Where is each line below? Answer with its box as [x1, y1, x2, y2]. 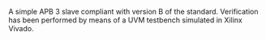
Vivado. [8, 24, 34, 33]
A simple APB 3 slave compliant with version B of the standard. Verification [8, 7, 259, 16]
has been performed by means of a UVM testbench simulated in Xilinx [8, 15, 243, 25]
